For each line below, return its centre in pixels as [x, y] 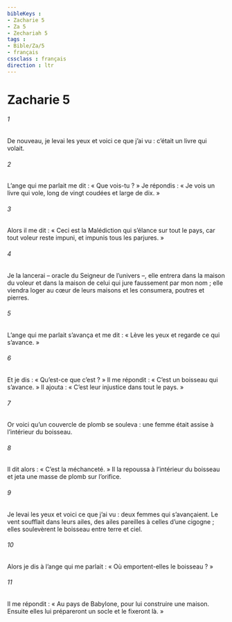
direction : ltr [30, 65]
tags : [17, 40]
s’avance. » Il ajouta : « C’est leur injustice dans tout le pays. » [96, 387]
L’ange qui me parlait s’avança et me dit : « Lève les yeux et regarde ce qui [114, 335]
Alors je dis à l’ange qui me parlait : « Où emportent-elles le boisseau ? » [110, 566]
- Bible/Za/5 [26, 46]
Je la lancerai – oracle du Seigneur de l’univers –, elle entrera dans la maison [116, 275]
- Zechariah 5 [28, 33]
